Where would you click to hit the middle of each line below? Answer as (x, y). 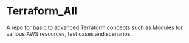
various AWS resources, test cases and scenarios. (69, 33)
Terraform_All (42, 11)
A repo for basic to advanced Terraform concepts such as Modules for (95, 27)
